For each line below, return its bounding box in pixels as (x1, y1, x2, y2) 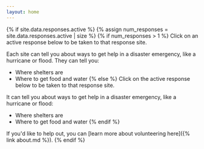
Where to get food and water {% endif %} (15, 118, 120, 125)
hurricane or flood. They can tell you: (6, 57, 99, 64)
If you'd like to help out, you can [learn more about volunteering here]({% (6, 130, 191, 137)
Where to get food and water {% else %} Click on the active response (15, 75, 191, 82)
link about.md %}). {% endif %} (6, 136, 85, 144)
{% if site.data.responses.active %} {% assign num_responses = (6, 26, 169, 33)
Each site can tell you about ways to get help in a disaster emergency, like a (6, 50, 196, 58)
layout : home (6, 9, 40, 15)
